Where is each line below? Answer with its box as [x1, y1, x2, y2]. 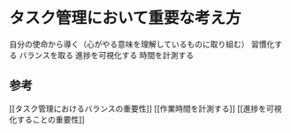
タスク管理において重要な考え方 [9, 8, 241, 28]
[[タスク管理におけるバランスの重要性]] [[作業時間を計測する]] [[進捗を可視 [9, 103, 282, 114]
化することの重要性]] [9, 114, 86, 124]
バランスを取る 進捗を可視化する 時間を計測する [19, 49, 195, 60]
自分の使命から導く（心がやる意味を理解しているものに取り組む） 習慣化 [9, 39, 275, 49]
